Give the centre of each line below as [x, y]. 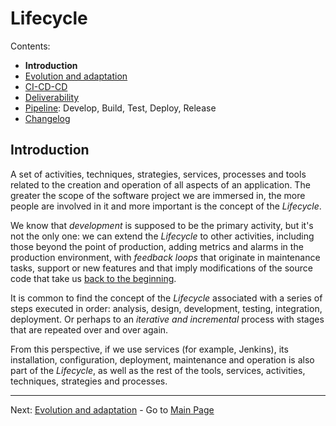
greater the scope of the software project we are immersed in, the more [158, 195]
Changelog [47, 118]
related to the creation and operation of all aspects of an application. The [160, 184]
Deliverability [52, 97]
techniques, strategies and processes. [89, 381]
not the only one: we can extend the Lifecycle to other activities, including [162, 236]
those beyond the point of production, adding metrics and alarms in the [157, 246]
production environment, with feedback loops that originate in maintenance [165, 257]
